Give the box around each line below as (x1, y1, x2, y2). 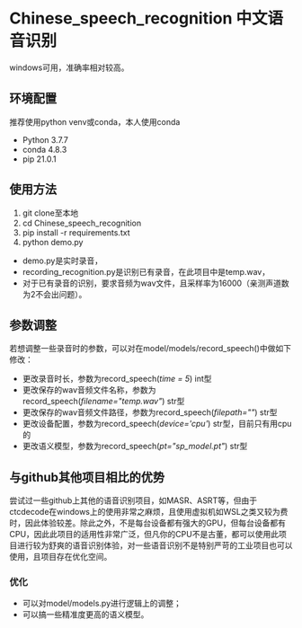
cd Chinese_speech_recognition (22, 217, 142, 228)
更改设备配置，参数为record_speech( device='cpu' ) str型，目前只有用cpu (22, 419, 292, 429)
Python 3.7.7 (22, 134, 69, 145)
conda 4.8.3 (22, 144, 67, 155)
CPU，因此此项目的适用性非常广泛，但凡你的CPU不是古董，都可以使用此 (9, 529, 280, 540)
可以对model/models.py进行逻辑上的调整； (22, 598, 182, 609)
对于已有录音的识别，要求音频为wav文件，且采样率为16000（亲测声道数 (22, 278, 289, 288)
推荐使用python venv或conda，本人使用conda (9, 116, 181, 127)
